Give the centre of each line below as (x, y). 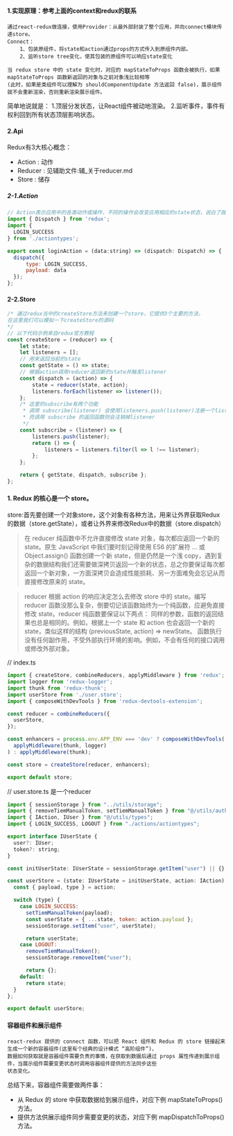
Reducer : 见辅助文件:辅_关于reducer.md (75, 171)
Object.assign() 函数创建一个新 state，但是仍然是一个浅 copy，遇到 (120, 555)
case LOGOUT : (38, 945)
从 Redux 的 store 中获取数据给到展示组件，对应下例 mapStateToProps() (120, 1100)
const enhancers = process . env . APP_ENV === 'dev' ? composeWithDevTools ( (116, 739)
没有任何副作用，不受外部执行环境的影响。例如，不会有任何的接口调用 (124, 640)
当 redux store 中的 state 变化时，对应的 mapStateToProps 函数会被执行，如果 (114, 70)
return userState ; (52, 939)
